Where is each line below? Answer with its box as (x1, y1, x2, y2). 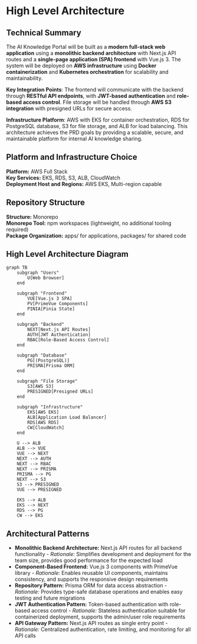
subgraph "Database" (17, 352, 67, 358)
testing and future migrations (14, 594, 86, 601)
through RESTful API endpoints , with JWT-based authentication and (6, 93, 176, 99)
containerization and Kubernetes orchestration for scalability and (6, 68, 169, 75)
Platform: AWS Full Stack (6, 168, 68, 175)
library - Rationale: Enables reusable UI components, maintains (14, 570, 168, 577)
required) (6, 225, 29, 233)
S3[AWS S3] (27, 384, 54, 390)
